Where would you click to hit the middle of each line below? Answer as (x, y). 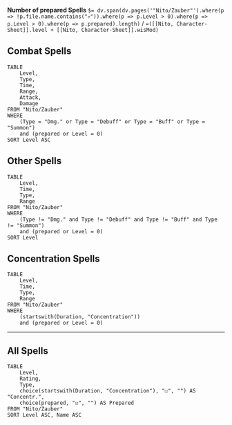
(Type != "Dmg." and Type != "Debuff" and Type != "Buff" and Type (118, 219)
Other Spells (35, 161)
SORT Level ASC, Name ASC (44, 415)
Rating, (30, 379)
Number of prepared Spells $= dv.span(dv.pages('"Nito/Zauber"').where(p (116, 10)
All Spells (28, 351)
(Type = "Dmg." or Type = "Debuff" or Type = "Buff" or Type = (113, 121)
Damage (29, 103)
